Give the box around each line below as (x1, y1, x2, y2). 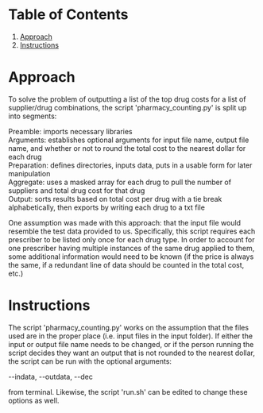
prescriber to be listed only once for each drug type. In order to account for (8, 234, 256, 244)
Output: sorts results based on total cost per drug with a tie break (8, 194, 222, 203)
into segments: (8, 111, 57, 121)
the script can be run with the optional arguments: (8, 356, 172, 366)
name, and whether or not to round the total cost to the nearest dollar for (8, 143, 246, 152)
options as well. (8, 396, 60, 405)
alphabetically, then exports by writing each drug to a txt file (8, 203, 205, 212)
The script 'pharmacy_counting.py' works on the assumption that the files (8, 322, 249, 332)
